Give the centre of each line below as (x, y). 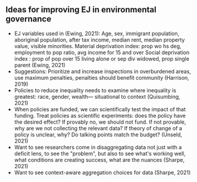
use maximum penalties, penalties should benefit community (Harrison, (102, 77)
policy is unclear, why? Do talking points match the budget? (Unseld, (98, 134)
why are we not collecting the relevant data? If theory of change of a (98, 128)
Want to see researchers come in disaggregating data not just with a (98, 147)
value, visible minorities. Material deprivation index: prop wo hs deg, (98, 46)
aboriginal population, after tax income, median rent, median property (99, 40)
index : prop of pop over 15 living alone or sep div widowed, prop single (102, 58)
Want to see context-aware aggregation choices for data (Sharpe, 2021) (102, 172)
